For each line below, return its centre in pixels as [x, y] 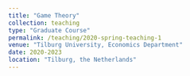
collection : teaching [44, 23]
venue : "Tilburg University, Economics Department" [95, 45]
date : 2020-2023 [35, 52]
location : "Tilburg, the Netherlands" [72, 60]
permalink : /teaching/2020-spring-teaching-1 [85, 38]
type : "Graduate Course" [49, 30]
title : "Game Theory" [44, 15]
